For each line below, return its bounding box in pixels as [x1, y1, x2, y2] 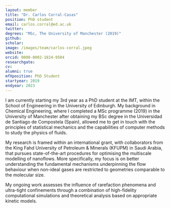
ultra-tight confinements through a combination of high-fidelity [5, 187, 137, 193]
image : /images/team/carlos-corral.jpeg [5, 45, 92, 50]
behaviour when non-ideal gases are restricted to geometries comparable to [5, 166, 165, 172]
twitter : [5, 26, 24, 32]
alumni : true [5, 69, 33, 74]
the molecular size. [5, 171, 45, 178]
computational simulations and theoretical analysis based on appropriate [5, 192, 157, 198]
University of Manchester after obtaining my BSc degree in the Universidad [5, 113, 162, 120]
